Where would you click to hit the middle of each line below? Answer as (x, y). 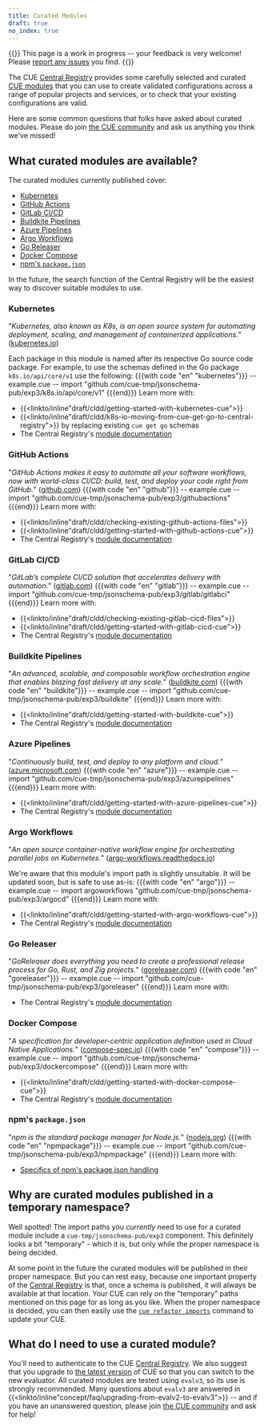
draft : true (28, 23)
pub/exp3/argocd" (39, 898)
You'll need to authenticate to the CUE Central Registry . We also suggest (128, 1364)
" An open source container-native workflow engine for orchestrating (122, 849)
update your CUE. (38, 1319)
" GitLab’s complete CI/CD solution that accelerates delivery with (115, 578)
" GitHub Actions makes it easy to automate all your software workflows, (128, 472)
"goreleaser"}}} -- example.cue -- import (76, 979)
